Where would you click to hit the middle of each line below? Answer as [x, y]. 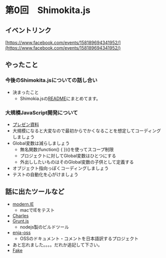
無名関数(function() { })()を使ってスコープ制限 [67, 149]
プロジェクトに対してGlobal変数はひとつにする [68, 155]
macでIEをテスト [37, 210]
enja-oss [21, 232]
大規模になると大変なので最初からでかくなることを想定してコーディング [86, 130]
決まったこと [25, 92]
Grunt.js [20, 221]
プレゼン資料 [25, 124]
